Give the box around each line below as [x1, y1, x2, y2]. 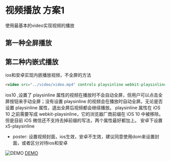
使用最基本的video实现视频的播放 [5, 22, 75, 28]
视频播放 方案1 [5, 5, 65, 16]
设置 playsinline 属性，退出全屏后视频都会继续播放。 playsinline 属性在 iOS [5, 105, 161, 111]
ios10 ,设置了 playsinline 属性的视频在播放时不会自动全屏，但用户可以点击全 [5, 92, 163, 98]
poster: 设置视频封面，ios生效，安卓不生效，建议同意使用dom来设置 [12, 134, 155, 140]
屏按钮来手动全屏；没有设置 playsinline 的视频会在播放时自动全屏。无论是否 [5, 99, 163, 105]
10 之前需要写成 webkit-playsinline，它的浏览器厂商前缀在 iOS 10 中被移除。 [5, 111, 163, 117]
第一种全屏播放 [5, 39, 52, 47]
